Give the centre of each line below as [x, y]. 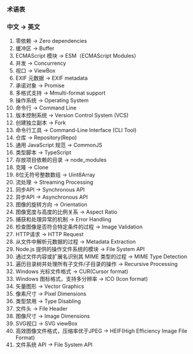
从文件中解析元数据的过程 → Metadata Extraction [75, 242]
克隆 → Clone [32, 167]
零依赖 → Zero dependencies [51, 41]
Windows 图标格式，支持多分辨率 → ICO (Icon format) [82, 279]
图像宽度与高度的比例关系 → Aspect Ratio [66, 212]
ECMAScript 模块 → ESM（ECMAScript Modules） [77, 56]
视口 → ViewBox [35, 71]
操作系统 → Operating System [52, 101]
